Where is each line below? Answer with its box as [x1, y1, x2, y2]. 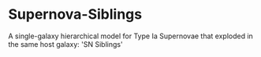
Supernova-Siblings [8, 5, 143, 23]
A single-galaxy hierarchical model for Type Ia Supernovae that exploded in [8, 31, 254, 41]
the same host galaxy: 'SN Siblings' [8, 39, 124, 48]
